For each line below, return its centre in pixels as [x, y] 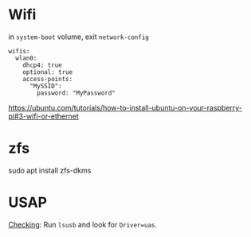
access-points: [48, 79]
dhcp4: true [42, 65]
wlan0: [26, 58]
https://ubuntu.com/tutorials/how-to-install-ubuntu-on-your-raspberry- [125, 107]
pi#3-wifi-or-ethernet [44, 116]
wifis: [19, 51]
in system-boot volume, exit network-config [78, 37]
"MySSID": [45, 86]
